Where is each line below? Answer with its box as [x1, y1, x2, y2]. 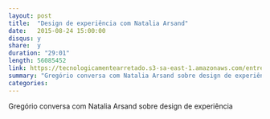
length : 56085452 [8, 57, 67, 65]
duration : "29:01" [8, 49, 70, 57]
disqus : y [8, 34, 42, 43]
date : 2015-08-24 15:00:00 [8, 27, 106, 35]
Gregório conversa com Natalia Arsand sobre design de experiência [8, 101, 233, 111]
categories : [8, 79, 48, 87]
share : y [8, 42, 42, 50]
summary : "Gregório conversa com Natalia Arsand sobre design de [8, 72, 231, 80]
